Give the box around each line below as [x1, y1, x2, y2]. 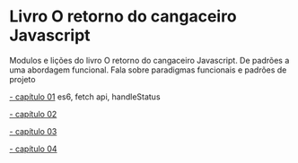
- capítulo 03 [9, 125, 57, 136]
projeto [9, 73, 36, 84]
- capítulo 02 [9, 108, 57, 119]
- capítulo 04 [9, 143, 57, 154]
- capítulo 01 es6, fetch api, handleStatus [9, 91, 161, 102]
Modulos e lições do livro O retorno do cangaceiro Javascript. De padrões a [9, 55, 290, 65]
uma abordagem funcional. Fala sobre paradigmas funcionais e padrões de [9, 64, 287, 75]
